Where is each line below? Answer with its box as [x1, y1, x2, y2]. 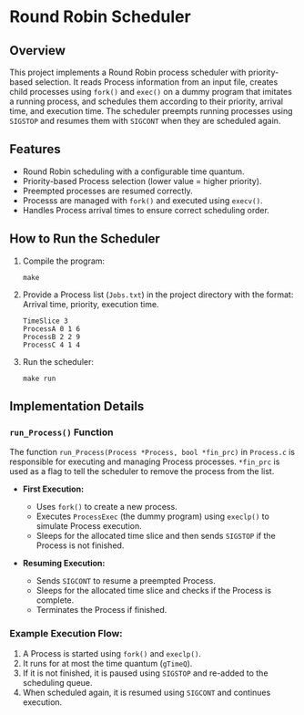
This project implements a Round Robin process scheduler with [9, 67, 247, 78]
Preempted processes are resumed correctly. [22, 185, 193, 196]
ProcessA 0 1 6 [22, 324, 81, 334]
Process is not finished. [35, 540, 125, 551]
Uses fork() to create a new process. [35, 502, 177, 513]
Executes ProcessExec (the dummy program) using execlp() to [35, 511, 270, 522]
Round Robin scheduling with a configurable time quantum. [22, 166, 245, 177]
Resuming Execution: [22, 558, 106, 569]
